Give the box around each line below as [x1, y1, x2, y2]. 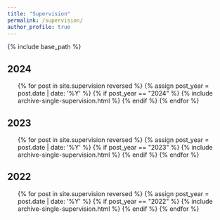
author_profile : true [7, 23, 71, 30]
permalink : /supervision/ [7, 17, 83, 24]
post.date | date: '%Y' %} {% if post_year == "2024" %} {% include [17, 89, 213, 98]
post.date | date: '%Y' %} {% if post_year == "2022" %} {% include [17, 197, 213, 205]
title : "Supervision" [7, 10, 71, 18]
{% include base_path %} [7, 43, 82, 51]
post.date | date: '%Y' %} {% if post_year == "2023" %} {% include [17, 143, 213, 151]
